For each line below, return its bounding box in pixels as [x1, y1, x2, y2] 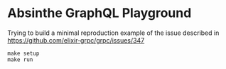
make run [7, 55, 33, 63]
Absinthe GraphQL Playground [7, 5, 192, 21]
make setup [7, 50, 40, 57]
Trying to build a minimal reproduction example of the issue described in [7, 28, 220, 37]
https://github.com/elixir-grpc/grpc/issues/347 [7, 36, 145, 44]
